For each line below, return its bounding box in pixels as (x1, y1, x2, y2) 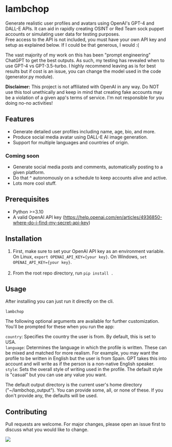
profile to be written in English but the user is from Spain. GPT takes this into (5, 355, 167, 362)
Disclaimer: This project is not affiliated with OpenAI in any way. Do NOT (5, 83, 159, 90)
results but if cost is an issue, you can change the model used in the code (5, 68, 161, 74)
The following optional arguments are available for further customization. (5, 318, 160, 324)
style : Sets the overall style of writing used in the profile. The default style (5, 366, 163, 373)
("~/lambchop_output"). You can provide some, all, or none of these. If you (5, 387, 163, 393)
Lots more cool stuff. (12, 180, 57, 186)
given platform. (12, 169, 45, 176)
